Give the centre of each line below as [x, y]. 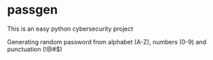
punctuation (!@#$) [35, 49]
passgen [33, 10]
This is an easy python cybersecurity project [70, 29]
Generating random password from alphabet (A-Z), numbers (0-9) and [107, 42]
